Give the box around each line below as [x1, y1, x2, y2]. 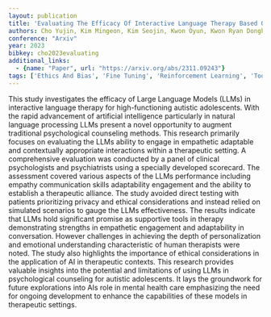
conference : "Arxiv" [8, 34, 78, 43]
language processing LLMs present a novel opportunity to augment [8, 119, 232, 129]
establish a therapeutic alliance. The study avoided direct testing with [8, 188, 240, 198]
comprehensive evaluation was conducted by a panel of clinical [8, 154, 220, 164]
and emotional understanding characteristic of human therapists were [8, 240, 240, 249]
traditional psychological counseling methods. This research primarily [8, 128, 240, 138]
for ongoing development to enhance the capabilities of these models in [8, 291, 248, 301]
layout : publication [8, 11, 78, 20]
